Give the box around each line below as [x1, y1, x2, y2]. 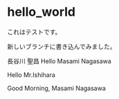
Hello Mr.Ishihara [7, 70, 55, 79]
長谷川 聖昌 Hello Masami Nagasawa [7, 56, 112, 65]
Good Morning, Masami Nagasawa [7, 84, 106, 92]
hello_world [7, 4, 76, 20]
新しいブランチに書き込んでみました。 [7, 42, 116, 50]
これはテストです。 [7, 27, 62, 36]
